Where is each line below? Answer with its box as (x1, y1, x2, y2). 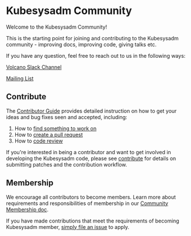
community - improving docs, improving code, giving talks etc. (6, 41, 157, 48)
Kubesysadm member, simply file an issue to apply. (6, 223, 130, 230)
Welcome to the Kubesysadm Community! (6, 23, 107, 30)
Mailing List (6, 75, 34, 82)
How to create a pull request (14, 131, 83, 138)
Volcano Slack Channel (6, 63, 62, 71)
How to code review (14, 137, 63, 144)
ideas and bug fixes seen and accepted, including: (6, 113, 127, 120)
